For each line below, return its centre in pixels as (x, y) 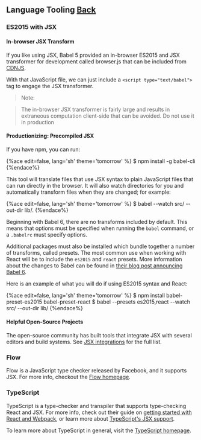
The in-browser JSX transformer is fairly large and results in (95, 109)
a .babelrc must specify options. (47, 234)
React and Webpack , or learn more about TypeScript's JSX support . (91, 418)
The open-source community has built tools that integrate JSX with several (99, 335)
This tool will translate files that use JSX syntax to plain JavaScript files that (100, 179)
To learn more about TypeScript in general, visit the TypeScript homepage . (99, 430)
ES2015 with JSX (32, 27)
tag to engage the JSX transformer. (50, 86)
